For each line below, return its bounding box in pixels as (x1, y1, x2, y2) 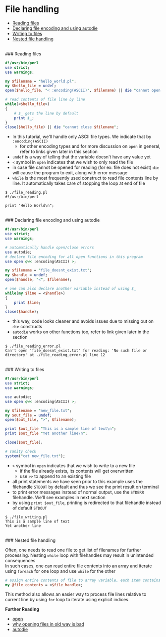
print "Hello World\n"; (5, 203, 55, 208)
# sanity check (5, 449, 37, 454)
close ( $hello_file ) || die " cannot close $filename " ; (5, 125, 119, 130)
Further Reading (5, 606, 40, 612)
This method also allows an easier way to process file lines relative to (5, 591, 147, 597)
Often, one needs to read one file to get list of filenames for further (5, 547, 141, 553)
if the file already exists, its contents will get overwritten (19, 468, 134, 474)
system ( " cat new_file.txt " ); (5, 453, 65, 459)
